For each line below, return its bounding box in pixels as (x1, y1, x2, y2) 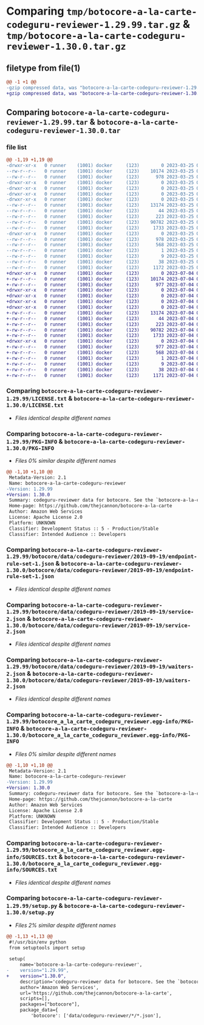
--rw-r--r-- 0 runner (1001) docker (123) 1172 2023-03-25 (6, 264, 194, 271)
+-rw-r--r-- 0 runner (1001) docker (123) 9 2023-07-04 (6, 361, 194, 367)
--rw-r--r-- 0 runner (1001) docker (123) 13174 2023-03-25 (6, 202, 194, 209)
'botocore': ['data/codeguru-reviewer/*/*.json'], (30, 1013, 162, 1019)
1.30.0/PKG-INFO (6, 445, 55, 452)
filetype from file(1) (6, 63, 81, 73)
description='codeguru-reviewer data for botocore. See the (19, 979, 175, 985)
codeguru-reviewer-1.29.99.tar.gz (6, 20, 181, 31)
